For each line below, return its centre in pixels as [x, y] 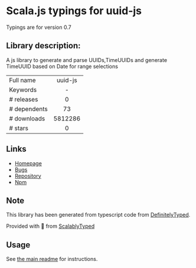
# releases [24, 99]
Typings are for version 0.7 [39, 27]
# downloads [27, 118]
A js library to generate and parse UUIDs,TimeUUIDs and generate [86, 60]
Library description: [43, 46]
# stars [19, 128]
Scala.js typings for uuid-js [74, 11]
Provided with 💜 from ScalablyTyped [50, 226]
